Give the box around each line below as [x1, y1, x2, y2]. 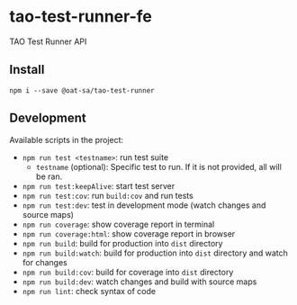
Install [9, 62, 45, 77]
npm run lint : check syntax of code [22, 285, 156, 296]
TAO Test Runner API [9, 36, 87, 47]
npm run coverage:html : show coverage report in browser [22, 228, 236, 239]
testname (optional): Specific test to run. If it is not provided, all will [35, 161, 282, 172]
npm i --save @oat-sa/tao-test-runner [9, 85, 155, 95]
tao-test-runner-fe [9, 6, 153, 27]
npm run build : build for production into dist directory [22, 238, 223, 248]
